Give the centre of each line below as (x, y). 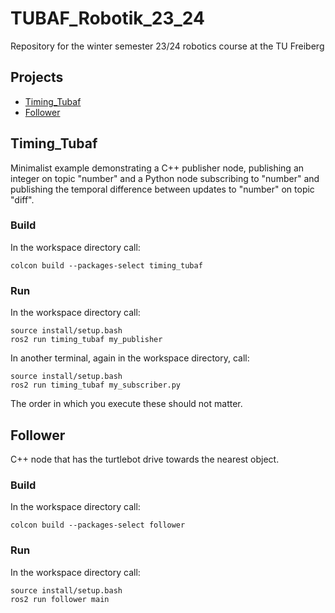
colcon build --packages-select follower (98, 525)
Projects (37, 77)
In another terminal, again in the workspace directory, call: (130, 358)
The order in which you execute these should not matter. (126, 404)
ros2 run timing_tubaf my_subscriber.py (96, 385)
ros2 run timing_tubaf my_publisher (86, 340)
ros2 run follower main (60, 599)
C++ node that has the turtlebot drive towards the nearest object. (145, 459)
